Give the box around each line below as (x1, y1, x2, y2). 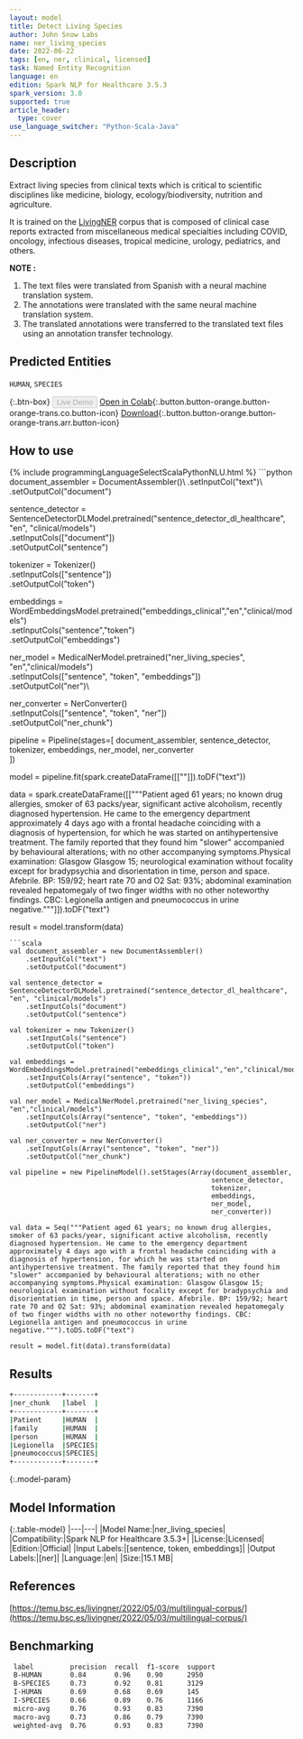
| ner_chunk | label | (9, 1399, 99, 1408)
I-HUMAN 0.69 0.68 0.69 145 (13, 1688, 200, 1697)
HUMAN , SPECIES (9, 378, 63, 389)
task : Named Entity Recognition (9, 64, 131, 73)
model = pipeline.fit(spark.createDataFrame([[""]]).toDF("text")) (9, 772, 246, 782)
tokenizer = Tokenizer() (9, 560, 96, 570)
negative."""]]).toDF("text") (9, 904, 110, 915)
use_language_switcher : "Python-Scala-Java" (9, 123, 179, 132)
